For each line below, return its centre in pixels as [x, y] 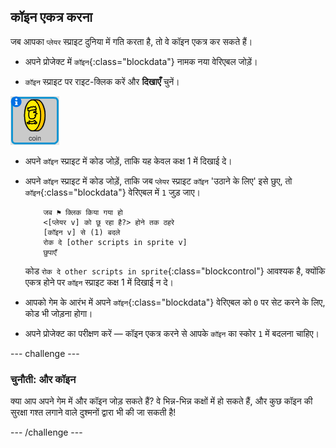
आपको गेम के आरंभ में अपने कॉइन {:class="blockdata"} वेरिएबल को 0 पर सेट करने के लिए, [175, 302]
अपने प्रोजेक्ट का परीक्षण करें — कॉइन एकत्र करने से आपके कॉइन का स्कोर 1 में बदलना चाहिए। [172, 333]
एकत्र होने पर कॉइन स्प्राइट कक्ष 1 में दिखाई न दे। [99, 282]
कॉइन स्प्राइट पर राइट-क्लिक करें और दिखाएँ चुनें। [102, 81]
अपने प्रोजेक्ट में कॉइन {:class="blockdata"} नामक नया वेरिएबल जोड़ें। [141, 61]
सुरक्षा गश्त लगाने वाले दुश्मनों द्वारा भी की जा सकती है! [93, 412]
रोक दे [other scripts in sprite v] [115, 242]
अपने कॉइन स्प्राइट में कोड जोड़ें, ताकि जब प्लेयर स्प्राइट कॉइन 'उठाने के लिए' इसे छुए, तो [158, 181]
